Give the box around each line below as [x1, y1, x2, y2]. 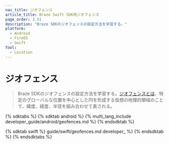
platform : [5, 26, 26, 31]
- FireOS [10, 36, 28, 41]
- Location [10, 50, 33, 55]
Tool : [5, 45, 17, 50]
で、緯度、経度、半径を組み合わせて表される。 [17, 103, 115, 109]
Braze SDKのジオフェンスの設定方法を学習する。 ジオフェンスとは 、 [17, 90, 159, 97]
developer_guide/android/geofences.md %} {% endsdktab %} [5, 119, 135, 125]
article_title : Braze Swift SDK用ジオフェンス [5, 12, 99, 17]
